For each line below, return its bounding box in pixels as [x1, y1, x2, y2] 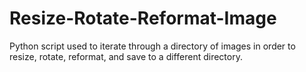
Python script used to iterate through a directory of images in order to [9, 40, 296, 52]
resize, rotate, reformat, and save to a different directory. [9, 50, 243, 62]
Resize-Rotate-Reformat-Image [9, 7, 277, 30]
